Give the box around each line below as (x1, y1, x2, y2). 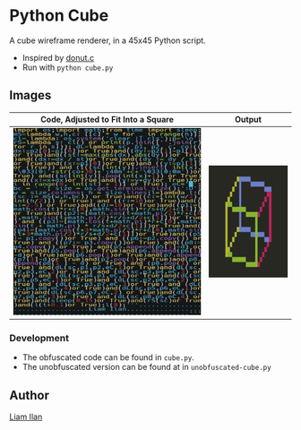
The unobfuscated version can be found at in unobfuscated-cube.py (21, 362, 271, 373)
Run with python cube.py (21, 62, 114, 73)
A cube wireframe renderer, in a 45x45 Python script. (9, 35, 206, 46)
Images (9, 88, 52, 103)
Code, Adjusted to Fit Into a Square (39, 114, 175, 125)
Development (9, 331, 70, 344)
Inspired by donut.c (21, 52, 95, 63)
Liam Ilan (9, 411, 43, 422)
